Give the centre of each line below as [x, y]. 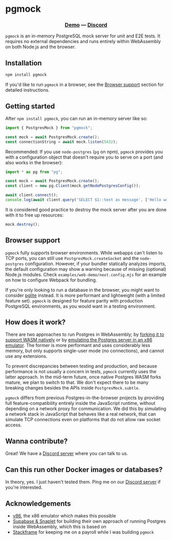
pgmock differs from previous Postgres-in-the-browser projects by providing [85, 398]
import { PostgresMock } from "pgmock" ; [49, 128]
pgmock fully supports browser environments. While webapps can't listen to [84, 253]
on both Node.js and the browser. [40, 47]
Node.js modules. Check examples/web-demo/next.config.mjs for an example [86, 274]
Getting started [30, 106]
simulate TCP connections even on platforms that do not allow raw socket [83, 420]
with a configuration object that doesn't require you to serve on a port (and [84, 157]
